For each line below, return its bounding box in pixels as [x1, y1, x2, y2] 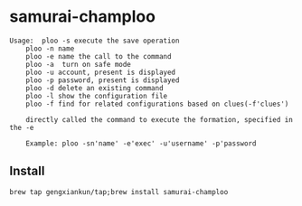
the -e [9, 123, 34, 132]
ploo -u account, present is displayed [25, 68, 176, 77]
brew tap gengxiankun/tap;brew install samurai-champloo [9, 187, 229, 196]
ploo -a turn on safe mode [25, 60, 131, 69]
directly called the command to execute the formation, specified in [25, 115, 294, 124]
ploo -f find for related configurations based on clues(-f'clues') [25, 99, 289, 108]
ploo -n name [25, 43, 75, 53]
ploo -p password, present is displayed [25, 75, 180, 85]
